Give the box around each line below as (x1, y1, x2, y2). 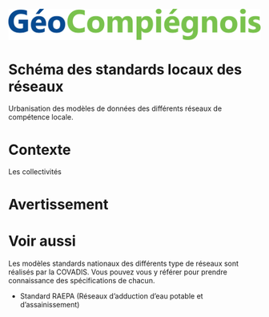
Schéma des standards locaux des (8, 60, 243, 79)
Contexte (8, 140, 71, 159)
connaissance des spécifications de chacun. (8, 275, 155, 285)
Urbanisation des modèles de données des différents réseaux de (8, 104, 223, 113)
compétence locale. (8, 112, 74, 122)
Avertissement (8, 195, 109, 213)
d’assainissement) (19, 299, 80, 309)
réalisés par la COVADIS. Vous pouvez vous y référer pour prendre (8, 266, 228, 277)
